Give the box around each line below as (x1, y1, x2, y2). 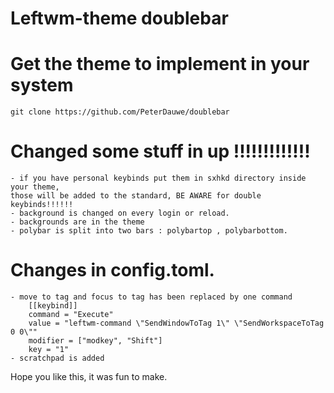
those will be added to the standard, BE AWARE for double (10, 191, 262, 201)
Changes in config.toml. (10, 259, 215, 282)
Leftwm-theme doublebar (10, 7, 229, 30)
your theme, (10, 182, 60, 192)
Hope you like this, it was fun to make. (10, 371, 168, 382)
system (10, 74, 74, 97)
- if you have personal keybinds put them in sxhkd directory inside (10, 173, 307, 184)
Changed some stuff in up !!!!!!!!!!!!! (10, 140, 311, 163)
